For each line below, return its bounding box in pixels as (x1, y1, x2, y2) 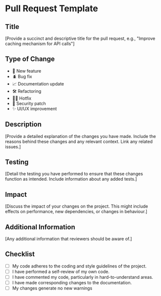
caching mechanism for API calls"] (5, 41, 75, 47)
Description (5, 120, 42, 129)
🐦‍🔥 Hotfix (12, 95, 32, 101)
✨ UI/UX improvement (12, 106, 57, 111)
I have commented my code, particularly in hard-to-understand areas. (12, 274, 153, 280)
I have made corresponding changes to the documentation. (12, 280, 132, 286)
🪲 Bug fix (12, 73, 32, 79)
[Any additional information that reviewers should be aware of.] (5, 236, 132, 242)
